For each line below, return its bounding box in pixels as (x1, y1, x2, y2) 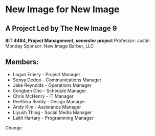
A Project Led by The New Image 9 (5, 24, 117, 33)
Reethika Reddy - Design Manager (12, 98, 85, 104)
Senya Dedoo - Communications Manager (12, 77, 102, 83)
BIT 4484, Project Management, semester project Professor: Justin (5, 37, 150, 43)
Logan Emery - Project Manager (12, 71, 81, 77)
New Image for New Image (5, 4, 120, 15)
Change (5, 124, 22, 131)
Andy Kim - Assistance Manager (12, 104, 81, 110)
